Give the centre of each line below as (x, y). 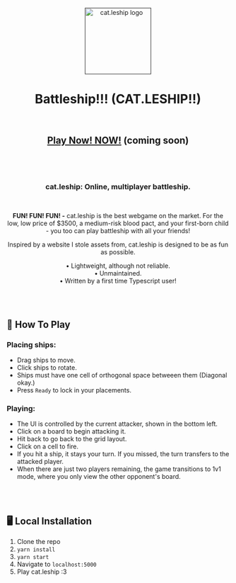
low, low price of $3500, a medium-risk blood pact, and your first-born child (118, 223)
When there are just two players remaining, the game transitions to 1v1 (119, 469)
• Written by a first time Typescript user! (118, 281)
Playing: (21, 408)
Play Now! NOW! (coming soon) (118, 140)
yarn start (33, 557)
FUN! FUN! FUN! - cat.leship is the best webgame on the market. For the (118, 216)
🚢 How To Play (39, 324)
